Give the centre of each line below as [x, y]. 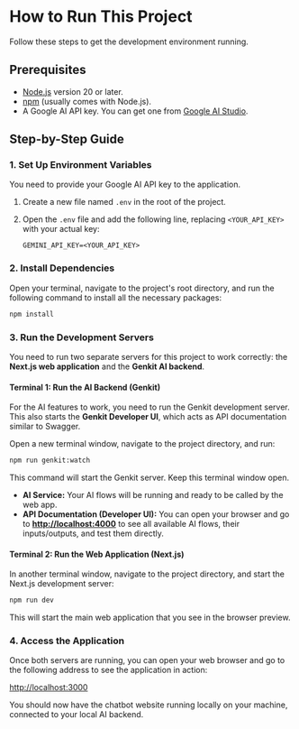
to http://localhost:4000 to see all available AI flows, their [131, 523]
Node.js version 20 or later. [72, 91]
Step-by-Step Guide [67, 139]
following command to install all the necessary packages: [116, 297]
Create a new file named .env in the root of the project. [124, 202]
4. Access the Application [67, 641]
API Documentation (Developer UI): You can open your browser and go [156, 514]
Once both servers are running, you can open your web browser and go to [147, 660]
